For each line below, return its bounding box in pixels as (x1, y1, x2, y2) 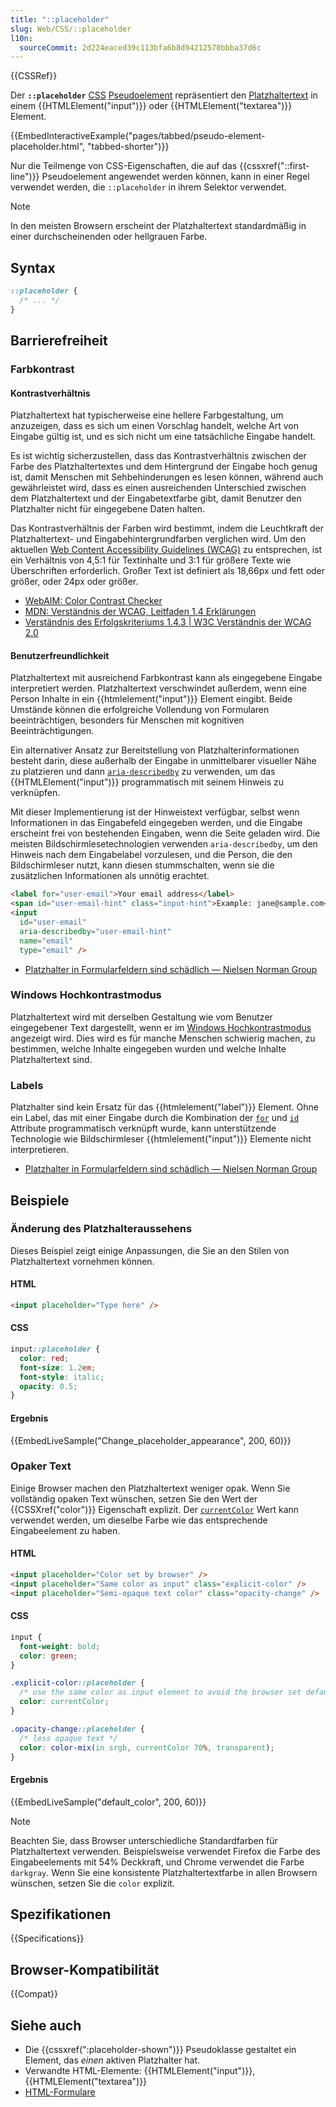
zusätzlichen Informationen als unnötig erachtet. (10, 870, 210, 882)
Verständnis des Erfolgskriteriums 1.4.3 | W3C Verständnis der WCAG (24, 616, 312, 628)
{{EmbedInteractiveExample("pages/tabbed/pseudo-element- (10, 130, 266, 142)
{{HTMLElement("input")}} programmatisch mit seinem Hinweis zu (10, 776, 285, 788)
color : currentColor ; (19, 1697, 110, 1707)
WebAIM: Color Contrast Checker (24, 595, 163, 607)
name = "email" (19, 936, 74, 946)
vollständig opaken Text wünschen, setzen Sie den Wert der (10, 1492, 258, 1505)
